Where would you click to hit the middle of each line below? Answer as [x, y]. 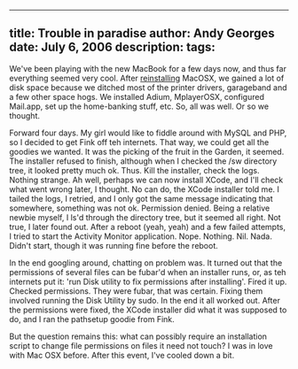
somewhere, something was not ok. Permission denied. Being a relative [140, 208]
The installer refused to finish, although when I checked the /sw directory [143, 161]
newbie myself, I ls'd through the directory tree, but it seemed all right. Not [145, 217]
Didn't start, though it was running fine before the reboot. [114, 245]
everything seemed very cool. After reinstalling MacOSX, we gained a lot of [147, 78]
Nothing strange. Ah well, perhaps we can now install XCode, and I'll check [146, 180]
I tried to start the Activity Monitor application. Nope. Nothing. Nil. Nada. [141, 236]
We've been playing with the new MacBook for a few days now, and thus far [148, 68]
